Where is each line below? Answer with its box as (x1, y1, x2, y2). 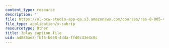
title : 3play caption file (5, 30, 62, 35)
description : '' (5, 12, 39, 17)
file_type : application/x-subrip (5, 21, 75, 26)
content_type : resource (5, 7, 55, 12)
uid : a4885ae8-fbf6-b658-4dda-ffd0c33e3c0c (5, 35, 98, 40)
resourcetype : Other (5, 26, 49, 31)
